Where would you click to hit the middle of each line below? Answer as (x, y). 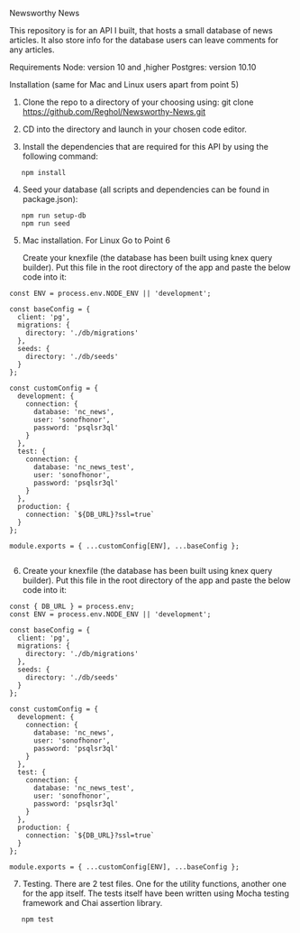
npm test (37, 919)
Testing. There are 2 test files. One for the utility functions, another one (154, 884)
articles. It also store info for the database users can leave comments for (144, 40)
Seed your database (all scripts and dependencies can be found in (146, 189)
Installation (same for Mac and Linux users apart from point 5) (124, 84)
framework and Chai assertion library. (92, 903)
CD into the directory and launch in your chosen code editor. (135, 129)
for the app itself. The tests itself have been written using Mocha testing (156, 893)
